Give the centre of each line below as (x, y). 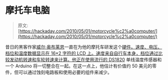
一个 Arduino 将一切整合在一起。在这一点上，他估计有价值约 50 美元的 (79, 66)
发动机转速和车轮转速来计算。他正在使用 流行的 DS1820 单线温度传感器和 (86, 59)
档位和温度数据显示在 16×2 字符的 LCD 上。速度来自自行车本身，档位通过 (82, 53)
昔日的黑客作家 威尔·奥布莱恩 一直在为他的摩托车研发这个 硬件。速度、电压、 (84, 47)
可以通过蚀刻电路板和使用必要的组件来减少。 (65, 72)
